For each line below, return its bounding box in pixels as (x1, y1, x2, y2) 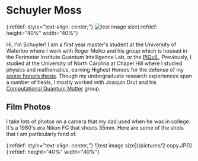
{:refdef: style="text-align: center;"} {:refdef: (6, 23, 158, 30)
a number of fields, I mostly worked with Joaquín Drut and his (6, 78, 157, 86)
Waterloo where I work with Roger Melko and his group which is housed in (6, 47, 188, 54)
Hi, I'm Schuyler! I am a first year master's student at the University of (6, 41, 177, 48)
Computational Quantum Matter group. (6, 85, 101, 92)
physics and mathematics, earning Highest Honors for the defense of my (6, 66, 184, 73)
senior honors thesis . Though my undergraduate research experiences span (6, 72, 193, 79)
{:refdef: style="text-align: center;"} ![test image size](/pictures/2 (6, 141, 166, 149)
